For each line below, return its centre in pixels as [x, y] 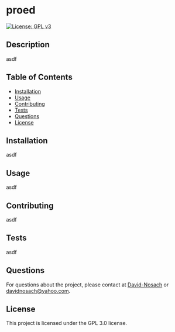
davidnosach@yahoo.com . [38, 290]
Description [28, 45]
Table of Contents [40, 77]
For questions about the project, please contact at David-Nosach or [88, 285]
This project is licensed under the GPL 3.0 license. [67, 323]
